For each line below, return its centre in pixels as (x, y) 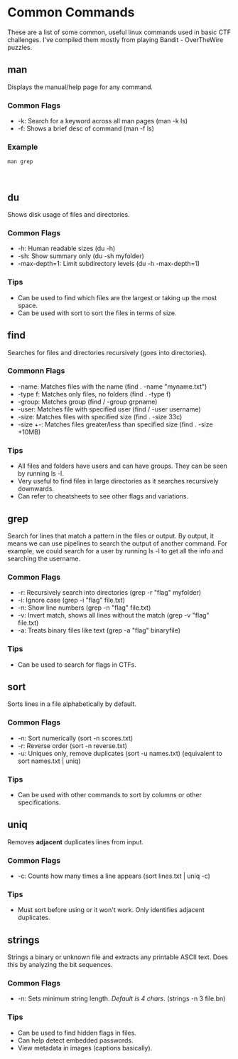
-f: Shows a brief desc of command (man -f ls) (86, 128)
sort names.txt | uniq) (49, 761)
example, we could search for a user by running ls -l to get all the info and (115, 551)
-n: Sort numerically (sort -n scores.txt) (75, 738)
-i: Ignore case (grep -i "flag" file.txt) (71, 600)
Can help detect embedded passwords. (75, 1040)
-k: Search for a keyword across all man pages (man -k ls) (103, 121)
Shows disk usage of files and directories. (69, 215)
